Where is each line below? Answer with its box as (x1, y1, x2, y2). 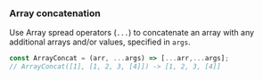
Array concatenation (9, 7, 101, 20)
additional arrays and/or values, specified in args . (9, 36, 191, 47)
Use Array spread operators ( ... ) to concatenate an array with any (9, 28, 255, 38)
